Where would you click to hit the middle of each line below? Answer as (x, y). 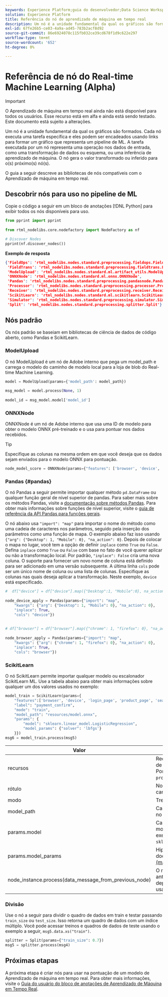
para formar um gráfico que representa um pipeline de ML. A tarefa (74, 142)
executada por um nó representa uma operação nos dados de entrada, (78, 147)
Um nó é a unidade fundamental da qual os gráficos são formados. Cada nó (83, 131)
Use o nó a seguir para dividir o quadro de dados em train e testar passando (84, 915)
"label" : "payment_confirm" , (44, 705)
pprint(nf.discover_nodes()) (35, 244)
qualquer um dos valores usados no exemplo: (52, 687)
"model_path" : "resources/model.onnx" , (56, 714)
